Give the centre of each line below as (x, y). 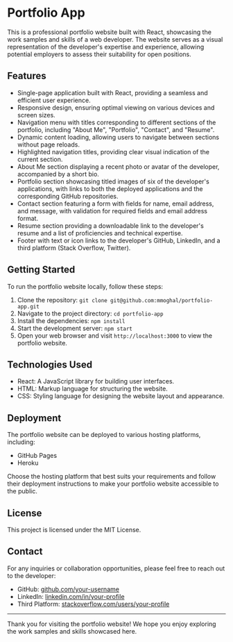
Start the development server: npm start (75, 328)
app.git (28, 306)
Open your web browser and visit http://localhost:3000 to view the (115, 336)
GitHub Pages (37, 456)
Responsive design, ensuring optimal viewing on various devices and (116, 107)
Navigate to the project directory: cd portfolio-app (90, 313)
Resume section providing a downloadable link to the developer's (111, 225)
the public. (23, 491)
